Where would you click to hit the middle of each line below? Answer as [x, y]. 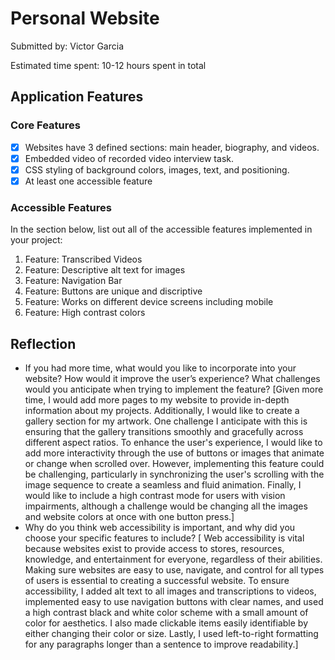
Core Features [45, 125]
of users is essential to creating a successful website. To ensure [157, 580]
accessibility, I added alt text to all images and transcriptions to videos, [170, 591]
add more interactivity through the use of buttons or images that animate [174, 453]
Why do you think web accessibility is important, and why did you [160, 527]
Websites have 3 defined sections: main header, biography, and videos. [172, 147]
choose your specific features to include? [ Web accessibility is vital [164, 538]
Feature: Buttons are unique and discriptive [113, 291]
